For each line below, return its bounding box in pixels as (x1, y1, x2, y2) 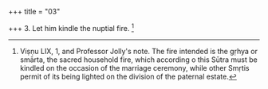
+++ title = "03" (8, 7, 61, 16)
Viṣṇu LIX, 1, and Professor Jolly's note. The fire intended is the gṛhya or (19, 46, 258, 56)
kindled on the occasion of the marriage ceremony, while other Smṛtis (19, 63, 250, 72)
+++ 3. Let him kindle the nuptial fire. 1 (8, 22, 134, 33)
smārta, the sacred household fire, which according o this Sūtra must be (19, 55, 258, 64)
